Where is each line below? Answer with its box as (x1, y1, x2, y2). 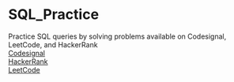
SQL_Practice (8, 6, 100, 24)
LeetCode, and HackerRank (8, 39, 98, 49)
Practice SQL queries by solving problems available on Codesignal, (8, 32, 227, 41)
